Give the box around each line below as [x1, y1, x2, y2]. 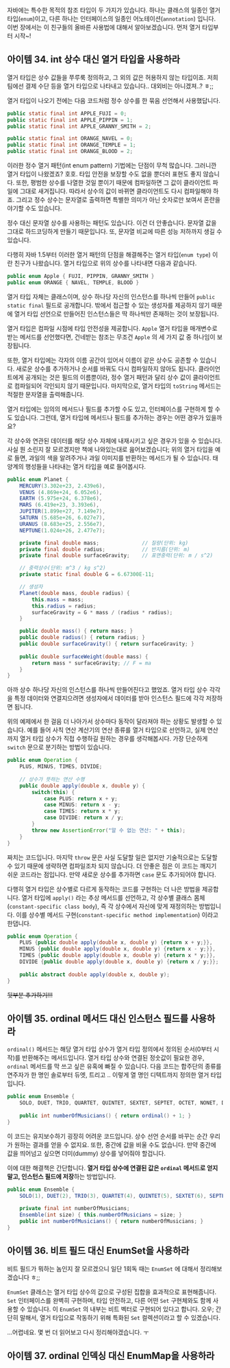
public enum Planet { [7, 476, 69, 483]
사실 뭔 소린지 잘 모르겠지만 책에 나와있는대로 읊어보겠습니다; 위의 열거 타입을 [7, 445, 214, 453]
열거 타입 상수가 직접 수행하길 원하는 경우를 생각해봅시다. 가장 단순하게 [19, 734, 208, 743]
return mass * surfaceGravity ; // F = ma [31, 660, 152, 666]
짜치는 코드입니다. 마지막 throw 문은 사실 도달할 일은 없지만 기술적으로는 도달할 [7, 853, 218, 861]
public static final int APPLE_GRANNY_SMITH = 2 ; [7, 123, 152, 130]
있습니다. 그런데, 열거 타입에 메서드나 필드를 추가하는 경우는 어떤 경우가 [14, 413, 204, 421]
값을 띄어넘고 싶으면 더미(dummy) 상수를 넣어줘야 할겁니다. [7, 1149, 166, 1157]
